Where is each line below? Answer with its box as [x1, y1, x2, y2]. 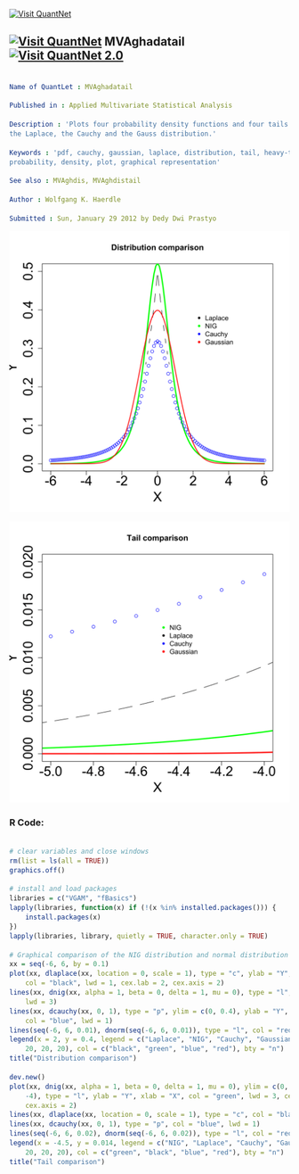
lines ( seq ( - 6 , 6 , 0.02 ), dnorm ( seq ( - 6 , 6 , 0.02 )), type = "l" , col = [9, 1129, 273, 1138]
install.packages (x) [25, 913, 101, 922]
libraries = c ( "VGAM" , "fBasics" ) [9, 894, 138, 903]
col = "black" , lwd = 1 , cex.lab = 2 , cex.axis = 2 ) [25, 979, 225, 988]
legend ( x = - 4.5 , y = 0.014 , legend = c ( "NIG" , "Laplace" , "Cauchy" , [9, 1138, 273, 1148]
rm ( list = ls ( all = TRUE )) [9, 856, 109, 865]
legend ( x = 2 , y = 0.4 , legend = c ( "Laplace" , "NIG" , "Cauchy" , [9, 1035, 253, 1044]
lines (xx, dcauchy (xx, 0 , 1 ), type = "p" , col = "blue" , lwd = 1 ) [9, 1120, 261, 1129]
